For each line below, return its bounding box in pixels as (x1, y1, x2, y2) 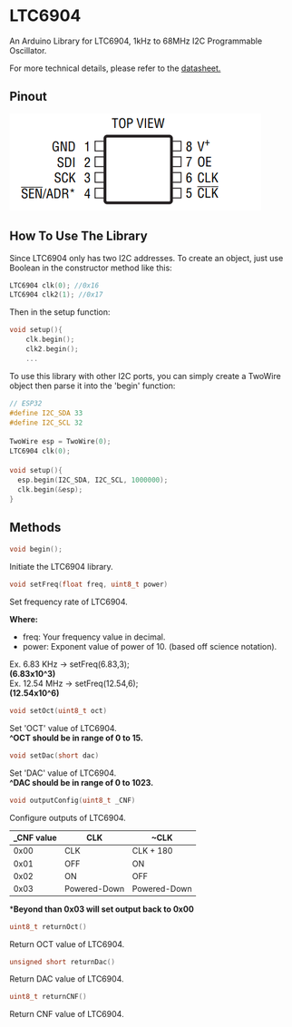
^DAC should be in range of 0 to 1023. (9, 777, 154, 787)
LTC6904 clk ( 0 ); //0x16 (9, 280, 100, 290)
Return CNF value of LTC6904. (9, 1009, 124, 1020)
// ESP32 (9, 398, 43, 408)
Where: (9, 614, 38, 624)
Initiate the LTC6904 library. (9, 562, 113, 572)
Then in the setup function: (9, 307, 111, 318)
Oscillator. (9, 44, 47, 55)
